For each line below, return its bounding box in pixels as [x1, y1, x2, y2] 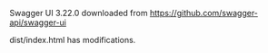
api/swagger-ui [9, 17, 66, 28]
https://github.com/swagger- [149, 8, 259, 18]
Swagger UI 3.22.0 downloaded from [9, 8, 148, 18]
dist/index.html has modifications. [9, 35, 136, 45]
